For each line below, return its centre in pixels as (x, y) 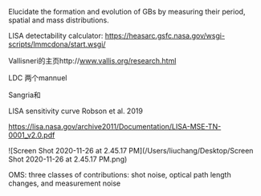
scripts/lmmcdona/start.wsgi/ (57, 44)
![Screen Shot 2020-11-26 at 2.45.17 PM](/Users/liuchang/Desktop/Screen (131, 151)
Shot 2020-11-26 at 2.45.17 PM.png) (68, 159)
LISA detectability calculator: (56, 36)
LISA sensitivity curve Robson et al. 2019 (75, 111)
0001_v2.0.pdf (32, 135)
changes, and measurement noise (65, 183)
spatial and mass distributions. (59, 20)
